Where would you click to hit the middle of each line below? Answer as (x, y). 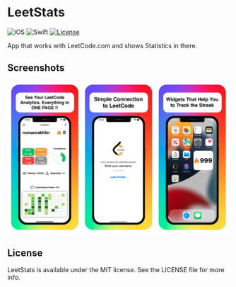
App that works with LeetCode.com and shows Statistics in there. (102, 45)
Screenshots (36, 68)
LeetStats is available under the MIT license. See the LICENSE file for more (116, 270)
